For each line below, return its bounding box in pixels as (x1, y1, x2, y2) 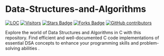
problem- (139, 40, 159, 46)
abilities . (21, 45, 40, 51)
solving (5, 45, 21, 51)
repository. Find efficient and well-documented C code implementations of (5, 35, 159, 41)
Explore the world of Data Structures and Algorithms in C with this (5, 29, 141, 35)
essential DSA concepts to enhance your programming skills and (5, 40, 139, 46)
